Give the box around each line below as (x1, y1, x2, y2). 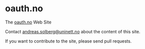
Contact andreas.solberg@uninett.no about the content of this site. (5, 28, 141, 34)
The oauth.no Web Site (5, 19, 52, 25)
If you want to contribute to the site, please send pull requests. (5, 38, 132, 44)
